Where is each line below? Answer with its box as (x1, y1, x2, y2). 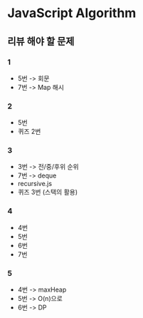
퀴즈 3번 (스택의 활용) (17, 188, 78, 197)
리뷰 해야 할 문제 (7, 35, 75, 47)
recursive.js (17, 180, 52, 188)
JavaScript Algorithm (7, 5, 137, 21)
